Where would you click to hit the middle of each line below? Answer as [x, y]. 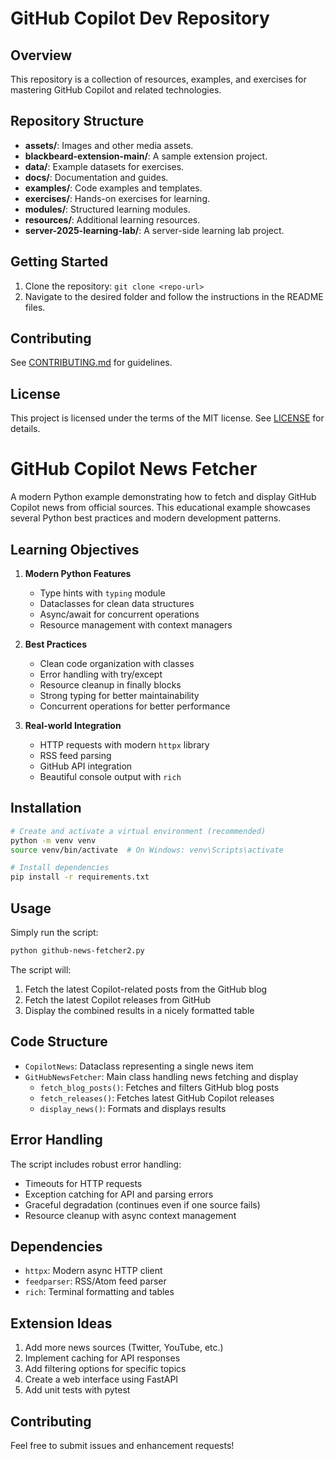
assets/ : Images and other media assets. [109, 145]
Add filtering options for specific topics [105, 1369]
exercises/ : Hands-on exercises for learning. [117, 198]
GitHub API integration [86, 766]
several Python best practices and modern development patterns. [146, 518]
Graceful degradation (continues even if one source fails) [142, 1204]
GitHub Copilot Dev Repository [140, 18]
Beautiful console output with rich [110, 776]
